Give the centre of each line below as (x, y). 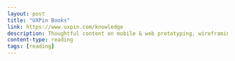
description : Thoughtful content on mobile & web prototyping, (101, 33)
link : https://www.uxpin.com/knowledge (65, 27)
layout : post (26, 14)
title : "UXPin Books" (39, 20)
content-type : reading (40, 40)
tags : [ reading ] (31, 46)
